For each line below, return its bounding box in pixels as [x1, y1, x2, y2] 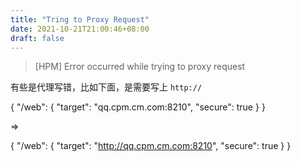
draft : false [10, 33, 65, 43]
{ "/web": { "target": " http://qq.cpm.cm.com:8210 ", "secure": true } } [10, 140, 292, 152]
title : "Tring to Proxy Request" [10, 14, 150, 25]
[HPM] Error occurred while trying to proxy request [34, 61, 246, 73]
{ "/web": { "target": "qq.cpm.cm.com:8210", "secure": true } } [10, 101, 266, 113]
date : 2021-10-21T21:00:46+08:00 [10, 24, 150, 34]
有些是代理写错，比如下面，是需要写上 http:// [10, 81, 203, 93]
